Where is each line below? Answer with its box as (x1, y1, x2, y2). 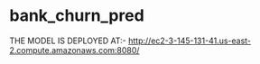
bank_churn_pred (9, 5, 144, 26)
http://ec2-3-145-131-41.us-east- (127, 35, 251, 46)
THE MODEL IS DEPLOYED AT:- (9, 35, 126, 46)
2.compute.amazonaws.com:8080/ (9, 44, 140, 55)
